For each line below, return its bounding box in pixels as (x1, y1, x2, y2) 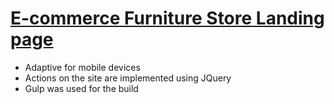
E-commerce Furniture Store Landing (10, 7, 325, 30)
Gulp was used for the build (24, 82, 139, 94)
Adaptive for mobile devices (24, 61, 141, 73)
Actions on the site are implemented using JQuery (24, 72, 232, 84)
